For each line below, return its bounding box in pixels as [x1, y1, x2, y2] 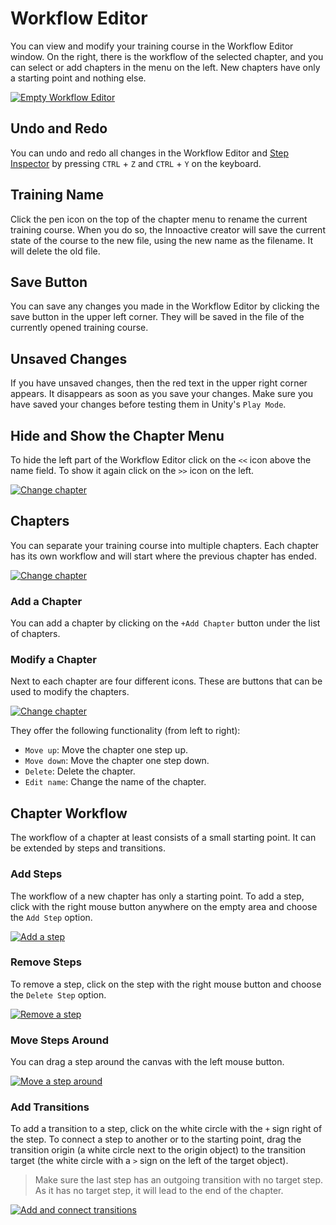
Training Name [10, 187, 104, 204]
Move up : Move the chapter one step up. [24, 744, 188, 756]
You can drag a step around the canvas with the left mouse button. [10, 1056, 285, 1068]
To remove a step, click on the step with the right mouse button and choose [10, 978, 322, 990]
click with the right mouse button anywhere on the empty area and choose [10, 900, 318, 912]
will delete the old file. [10, 245, 101, 257]
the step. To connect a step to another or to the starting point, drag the [10, 1133, 302, 1146]
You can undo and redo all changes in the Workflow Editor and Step [10, 147, 290, 159]
